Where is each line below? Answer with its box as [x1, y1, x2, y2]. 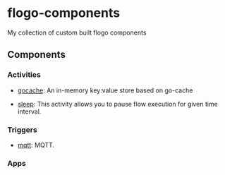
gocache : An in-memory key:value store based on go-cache [17, 86, 193, 95]
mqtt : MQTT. [17, 140, 55, 149]
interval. [17, 107, 42, 116]
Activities [7, 70, 41, 80]
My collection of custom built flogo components [7, 28, 147, 37]
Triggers [7, 125, 37, 135]
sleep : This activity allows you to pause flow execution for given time [17, 99, 219, 108]
